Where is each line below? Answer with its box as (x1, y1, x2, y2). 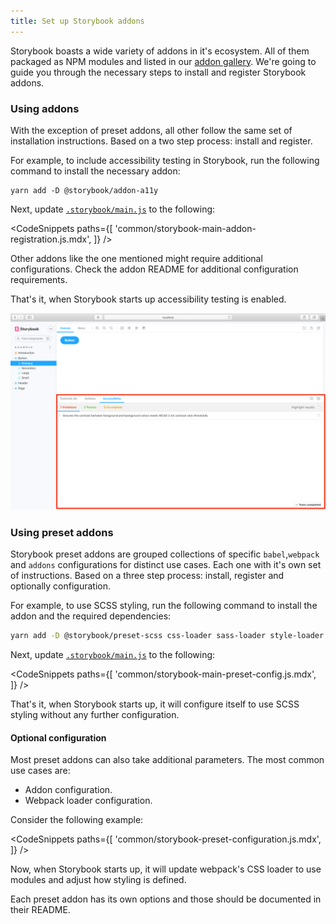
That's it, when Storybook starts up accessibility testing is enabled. (10, 293, 287, 305)
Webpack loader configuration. (24, 795, 153, 807)
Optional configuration (10, 731, 107, 744)
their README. (10, 904, 71, 916)
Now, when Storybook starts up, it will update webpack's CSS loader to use (10, 863, 322, 875)
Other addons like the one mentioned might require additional (10, 252, 263, 264)
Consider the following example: (10, 814, 144, 826)
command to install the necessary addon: (10, 165, 181, 177)
